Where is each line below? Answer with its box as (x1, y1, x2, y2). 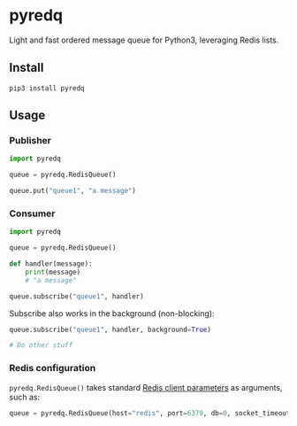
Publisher (9, 135, 51, 147)
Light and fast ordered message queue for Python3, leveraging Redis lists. (9, 35, 279, 45)
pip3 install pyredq (9, 83, 86, 93)
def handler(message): (9, 259, 93, 268)
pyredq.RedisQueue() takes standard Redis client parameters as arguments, (9, 382, 283, 392)
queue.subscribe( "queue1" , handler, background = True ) (9, 325, 212, 334)
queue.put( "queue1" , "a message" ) (9, 187, 137, 196)
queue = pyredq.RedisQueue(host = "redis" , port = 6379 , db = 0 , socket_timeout (9, 408, 291, 417)
